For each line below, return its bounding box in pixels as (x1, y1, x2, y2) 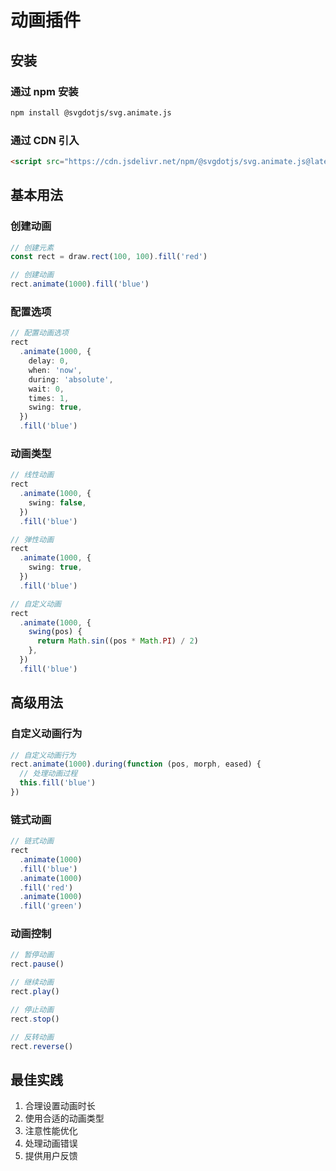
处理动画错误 (24, 1137, 78, 1150)
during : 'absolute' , (28, 374, 114, 385)
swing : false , (28, 497, 87, 508)
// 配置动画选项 (10, 328, 69, 338)
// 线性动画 (10, 470, 55, 480)
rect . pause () (10, 959, 65, 970)
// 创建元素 (10, 242, 55, 253)
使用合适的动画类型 (24, 1112, 105, 1125)
